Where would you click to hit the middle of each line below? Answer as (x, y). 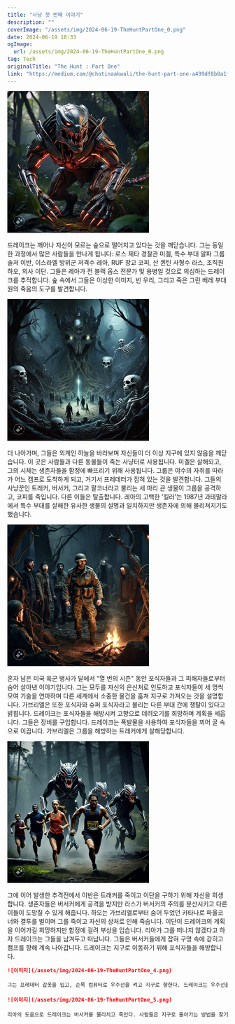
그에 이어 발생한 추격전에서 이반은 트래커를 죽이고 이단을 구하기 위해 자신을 (109, 895)
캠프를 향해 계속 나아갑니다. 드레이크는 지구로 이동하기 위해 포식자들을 (102, 947)
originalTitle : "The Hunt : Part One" (64, 67)
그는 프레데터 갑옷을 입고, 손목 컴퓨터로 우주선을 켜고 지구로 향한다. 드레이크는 (107, 985)
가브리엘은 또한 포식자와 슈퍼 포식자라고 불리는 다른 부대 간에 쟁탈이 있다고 (124, 705)
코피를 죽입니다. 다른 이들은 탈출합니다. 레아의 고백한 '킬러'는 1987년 (110, 497)
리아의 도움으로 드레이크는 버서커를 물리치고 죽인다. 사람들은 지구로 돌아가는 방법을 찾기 (118, 1015)
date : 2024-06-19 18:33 (42, 37)
